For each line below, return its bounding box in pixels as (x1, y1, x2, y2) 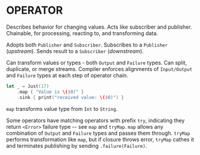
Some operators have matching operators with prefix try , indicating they (6, 117, 185, 124)
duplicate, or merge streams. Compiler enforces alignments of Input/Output (6, 65, 193, 72)
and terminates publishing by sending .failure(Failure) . (6, 142, 147, 149)
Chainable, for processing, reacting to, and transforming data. (6, 29, 158, 36)
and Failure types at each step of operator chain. (6, 72, 128, 79)
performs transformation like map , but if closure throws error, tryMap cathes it (6, 135, 194, 143)
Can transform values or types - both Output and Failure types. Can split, (6, 59, 187, 66)
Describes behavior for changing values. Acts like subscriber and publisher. (6, 23, 192, 30)
